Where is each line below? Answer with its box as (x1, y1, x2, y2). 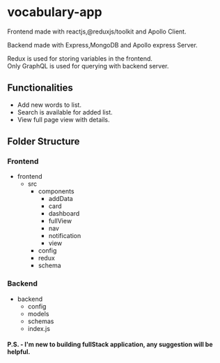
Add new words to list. (17, 101, 82, 109)
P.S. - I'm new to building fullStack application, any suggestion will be (7, 340, 214, 349)
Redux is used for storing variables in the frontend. (7, 54, 153, 63)
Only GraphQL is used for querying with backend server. (7, 61, 169, 70)
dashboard (48, 209, 80, 218)
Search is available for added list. (17, 108, 113, 116)
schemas (27, 317, 54, 325)
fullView (48, 217, 72, 225)
